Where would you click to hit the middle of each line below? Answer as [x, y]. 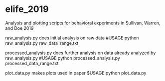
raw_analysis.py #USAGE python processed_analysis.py [63, 58]
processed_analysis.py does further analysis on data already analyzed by [81, 53]
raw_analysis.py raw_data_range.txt [42, 43]
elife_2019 [27, 9]
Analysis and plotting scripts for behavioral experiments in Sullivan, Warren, [83, 23]
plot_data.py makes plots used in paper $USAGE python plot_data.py [76, 73]
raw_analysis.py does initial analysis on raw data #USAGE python [72, 38]
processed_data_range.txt [32, 63]
